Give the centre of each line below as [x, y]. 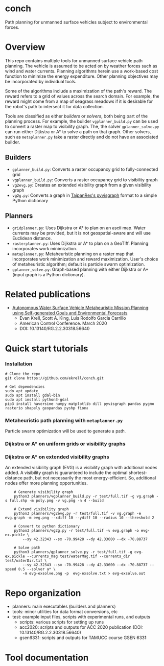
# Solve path [27, 548]
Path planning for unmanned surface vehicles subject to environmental [76, 22]
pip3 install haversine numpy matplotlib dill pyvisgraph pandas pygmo [80, 404]
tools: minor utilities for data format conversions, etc [65, 612]
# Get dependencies [25, 387]
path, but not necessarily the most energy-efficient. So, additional [90, 478]
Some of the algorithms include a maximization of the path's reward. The [79, 91]
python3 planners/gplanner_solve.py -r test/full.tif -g [73, 552]
